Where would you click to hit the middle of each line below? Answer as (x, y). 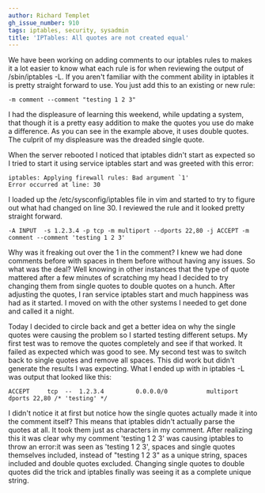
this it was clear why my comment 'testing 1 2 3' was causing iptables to (126, 438)
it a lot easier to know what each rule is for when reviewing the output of (126, 69)
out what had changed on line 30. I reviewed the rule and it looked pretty (127, 208)
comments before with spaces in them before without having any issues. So (132, 261)
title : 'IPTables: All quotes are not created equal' (99, 38)
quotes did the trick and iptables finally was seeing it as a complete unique (130, 472)
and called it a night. (41, 311)
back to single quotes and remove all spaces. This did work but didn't (121, 360)
